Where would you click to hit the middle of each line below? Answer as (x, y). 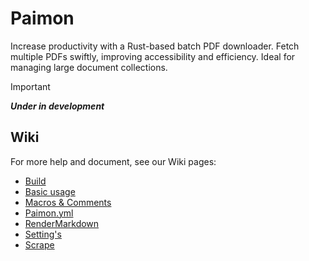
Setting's (43, 234)
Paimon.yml (49, 213)
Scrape (39, 244)
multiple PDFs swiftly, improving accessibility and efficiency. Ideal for (153, 56)
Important (30, 86)
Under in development (57, 106)
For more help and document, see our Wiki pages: (113, 161)
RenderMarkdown (62, 223)
